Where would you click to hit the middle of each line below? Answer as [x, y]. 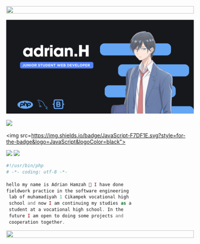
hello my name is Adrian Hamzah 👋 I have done [65, 184]
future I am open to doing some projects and [66, 216]
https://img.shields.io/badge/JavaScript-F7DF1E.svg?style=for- [108, 135]
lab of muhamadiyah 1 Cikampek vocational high [69, 197]
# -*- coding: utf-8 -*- [37, 172]
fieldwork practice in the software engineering [68, 191]
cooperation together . [37, 222]
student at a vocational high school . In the [66, 210]
